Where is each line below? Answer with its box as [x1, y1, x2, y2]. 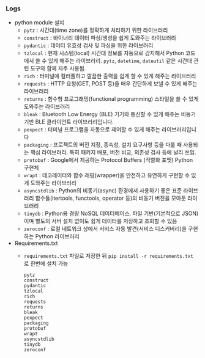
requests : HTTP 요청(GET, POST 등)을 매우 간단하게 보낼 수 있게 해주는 [23, 80, 198, 87]
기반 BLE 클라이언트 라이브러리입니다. [23, 118, 114, 126]
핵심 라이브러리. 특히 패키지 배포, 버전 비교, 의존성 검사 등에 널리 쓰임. [30, 148, 196, 156]
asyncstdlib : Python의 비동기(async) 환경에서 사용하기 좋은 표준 [23, 187, 182, 194]
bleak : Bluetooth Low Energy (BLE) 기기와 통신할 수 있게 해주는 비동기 [23, 111, 196, 118]
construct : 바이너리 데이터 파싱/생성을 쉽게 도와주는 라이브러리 [23, 34, 176, 42]
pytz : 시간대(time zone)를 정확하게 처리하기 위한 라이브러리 [23, 26, 168, 34]
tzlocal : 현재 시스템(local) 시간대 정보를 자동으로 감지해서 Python [23, 49, 184, 57]
